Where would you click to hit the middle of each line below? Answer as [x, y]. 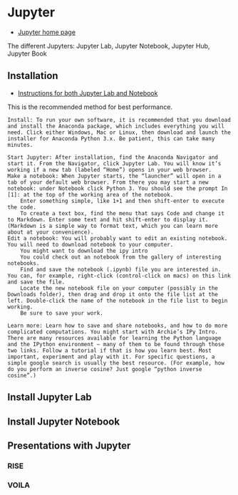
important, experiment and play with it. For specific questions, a [111, 357]
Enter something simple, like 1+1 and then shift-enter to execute [122, 201]
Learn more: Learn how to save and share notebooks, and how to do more [118, 325]
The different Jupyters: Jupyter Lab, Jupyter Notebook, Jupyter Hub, [109, 46]
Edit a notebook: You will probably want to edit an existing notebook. [118, 238]
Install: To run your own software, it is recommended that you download [119, 120]
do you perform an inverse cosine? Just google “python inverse [105, 369]
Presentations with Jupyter [69, 445]
